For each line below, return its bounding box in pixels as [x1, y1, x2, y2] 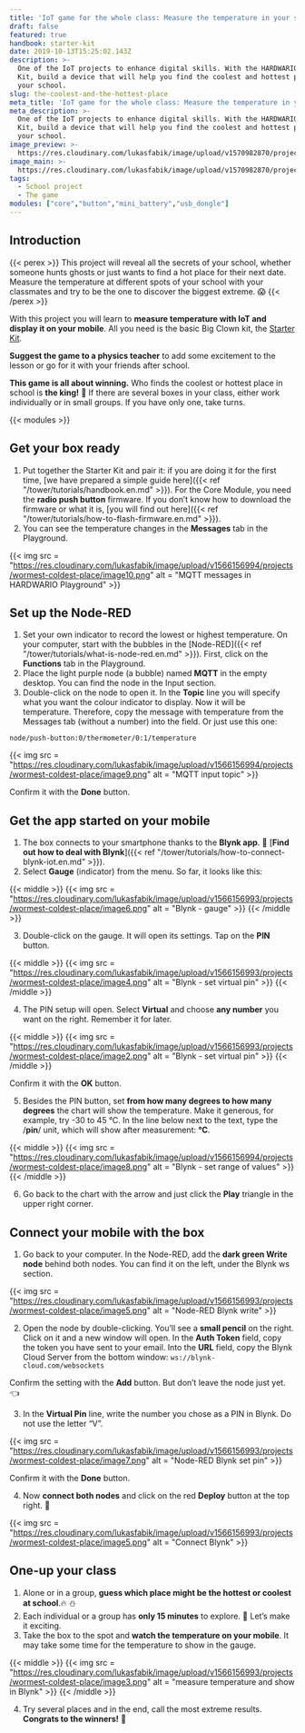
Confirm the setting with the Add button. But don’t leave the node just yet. [9, 1377, 286, 1388]
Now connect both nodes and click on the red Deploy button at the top [22, 1489, 290, 1500]
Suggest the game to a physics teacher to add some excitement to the [9, 350, 276, 361]
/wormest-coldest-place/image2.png [9, 1051, 148, 1061]
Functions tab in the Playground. [22, 658, 146, 669]
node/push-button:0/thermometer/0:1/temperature [9, 733, 197, 743]
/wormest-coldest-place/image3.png [9, 1676, 148, 1687]
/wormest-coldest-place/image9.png [9, 769, 148, 780]
